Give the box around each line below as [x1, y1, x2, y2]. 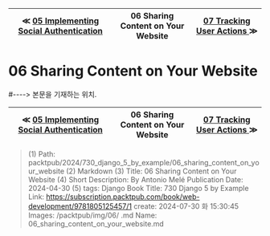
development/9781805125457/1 [27, 201, 133, 211]
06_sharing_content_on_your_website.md [27, 218, 165, 228]
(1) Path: [27, 149, 56, 159]
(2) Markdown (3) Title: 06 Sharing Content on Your [65, 166, 237, 176]
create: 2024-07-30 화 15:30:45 [133, 201, 239, 211]
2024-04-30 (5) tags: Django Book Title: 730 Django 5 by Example [27, 183, 249, 193]
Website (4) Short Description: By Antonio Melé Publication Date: [27, 174, 243, 184]
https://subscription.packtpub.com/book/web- [46, 192, 200, 201]
